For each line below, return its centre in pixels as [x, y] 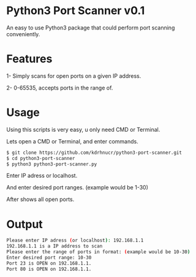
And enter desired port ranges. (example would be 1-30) [77, 188]
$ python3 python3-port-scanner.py [52, 164]
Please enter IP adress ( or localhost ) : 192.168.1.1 [75, 241]
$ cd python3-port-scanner [41, 158]
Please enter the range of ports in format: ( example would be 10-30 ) [98, 252]
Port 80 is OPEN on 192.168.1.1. [49, 269]
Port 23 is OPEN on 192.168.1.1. [49, 263]
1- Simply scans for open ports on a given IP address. [74, 76]
